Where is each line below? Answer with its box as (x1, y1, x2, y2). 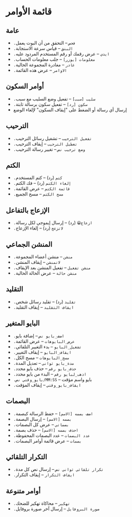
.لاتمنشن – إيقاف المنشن (13, 259, 61, 265)
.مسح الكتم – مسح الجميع (13, 191, 64, 197)
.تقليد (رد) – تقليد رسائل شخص (13, 298, 76, 305)
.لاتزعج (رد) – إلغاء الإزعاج (13, 225, 63, 231)
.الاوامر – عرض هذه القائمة (13, 67, 67, 73)
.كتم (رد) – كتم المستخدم (13, 174, 63, 181)
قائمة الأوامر (6, 6, 52, 17)
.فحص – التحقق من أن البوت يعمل (13, 40, 76, 46)
